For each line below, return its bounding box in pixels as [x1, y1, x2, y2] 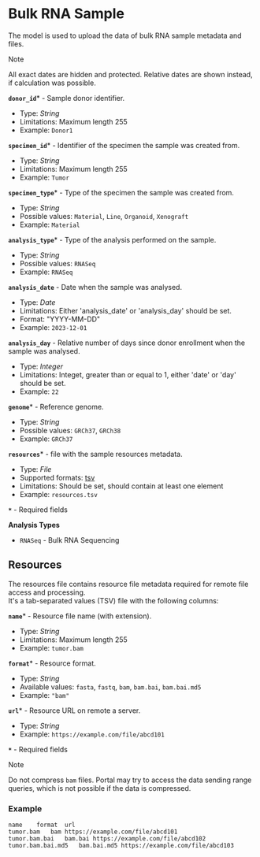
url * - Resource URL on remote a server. [8, 706, 141, 715]
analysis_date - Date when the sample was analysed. [8, 282, 183, 291]
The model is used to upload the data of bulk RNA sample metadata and [8, 31, 242, 40]
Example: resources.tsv [19, 489, 98, 499]
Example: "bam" [19, 690, 69, 699]
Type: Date [19, 297, 56, 307]
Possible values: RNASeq [19, 258, 96, 268]
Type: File [19, 464, 52, 473]
